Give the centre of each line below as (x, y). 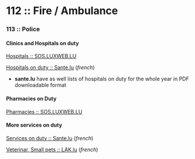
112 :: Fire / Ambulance (62, 11)
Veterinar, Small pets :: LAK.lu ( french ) (52, 149)
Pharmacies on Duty (31, 99)
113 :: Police (23, 29)
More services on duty (34, 125)
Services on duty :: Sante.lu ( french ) (50, 138)
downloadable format (40, 85)
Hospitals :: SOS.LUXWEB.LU (41, 56)
